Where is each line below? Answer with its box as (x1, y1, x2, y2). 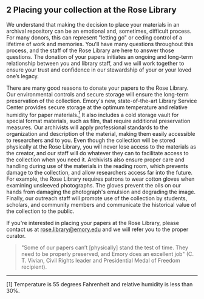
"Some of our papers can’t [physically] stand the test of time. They (21, 244, 188, 251)
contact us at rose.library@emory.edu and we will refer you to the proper (6, 226, 189, 233)
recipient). (21, 263, 47, 270)
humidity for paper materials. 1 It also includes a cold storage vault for (6, 110, 179, 118)
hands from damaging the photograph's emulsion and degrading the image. (6, 188, 196, 196)
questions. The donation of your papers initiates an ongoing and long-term (6, 53, 193, 60)
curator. (6, 232, 26, 240)
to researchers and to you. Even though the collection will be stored (6, 136, 176, 144)
